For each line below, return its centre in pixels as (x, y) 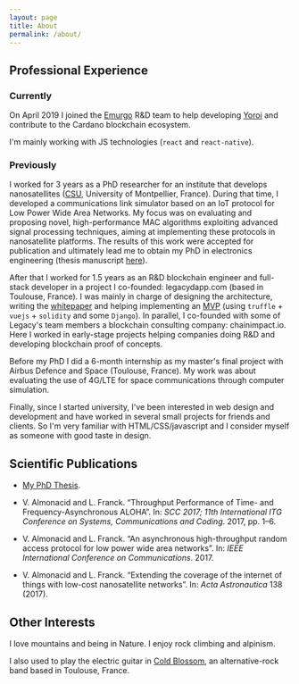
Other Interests (52, 622)
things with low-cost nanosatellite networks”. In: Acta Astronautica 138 (152, 585)
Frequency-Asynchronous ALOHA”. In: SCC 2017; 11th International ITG (152, 512)
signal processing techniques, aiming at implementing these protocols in (142, 232)
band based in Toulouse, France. (70, 670)
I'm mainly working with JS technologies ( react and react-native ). (132, 142)
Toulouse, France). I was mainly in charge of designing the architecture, (141, 296)
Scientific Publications (74, 464)
